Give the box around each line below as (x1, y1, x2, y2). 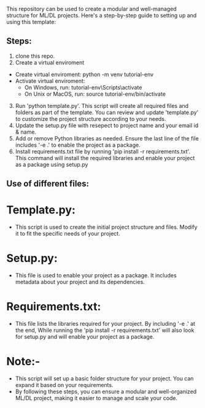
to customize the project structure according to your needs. (15, 115, 166, 122)
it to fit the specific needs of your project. (15, 230, 121, 237)
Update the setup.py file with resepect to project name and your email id (15, 121, 198, 129)
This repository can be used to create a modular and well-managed (6, 6, 177, 12)
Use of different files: (6, 179, 90, 189)
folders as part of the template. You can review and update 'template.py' (15, 109, 199, 116)
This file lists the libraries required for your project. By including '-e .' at (15, 320, 195, 328)
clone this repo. (15, 52, 55, 60)
